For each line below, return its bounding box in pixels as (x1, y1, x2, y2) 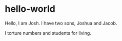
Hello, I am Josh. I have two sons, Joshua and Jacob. (5, 20, 117, 26)
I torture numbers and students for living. (5, 30, 92, 36)
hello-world (5, 3, 56, 15)
